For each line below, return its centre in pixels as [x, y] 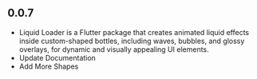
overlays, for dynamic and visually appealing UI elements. [114, 49]
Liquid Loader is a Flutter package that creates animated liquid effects [134, 32]
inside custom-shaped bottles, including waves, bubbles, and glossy [132, 41]
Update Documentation [57, 57]
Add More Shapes [49, 66]
